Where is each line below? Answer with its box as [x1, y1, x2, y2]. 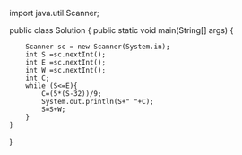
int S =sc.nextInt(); [25, 50, 106, 59]
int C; [25, 73, 50, 82]
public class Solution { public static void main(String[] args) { [9, 25, 234, 35]
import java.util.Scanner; [9, 8, 100, 18]
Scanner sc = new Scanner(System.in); [25, 42, 170, 51]
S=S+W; [41, 105, 66, 114]
